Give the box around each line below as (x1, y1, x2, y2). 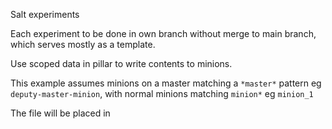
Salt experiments (10, 9, 80, 20)
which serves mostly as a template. (10, 39, 156, 50)
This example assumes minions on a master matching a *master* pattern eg (10, 77, 322, 89)
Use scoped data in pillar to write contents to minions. (10, 58, 233, 69)
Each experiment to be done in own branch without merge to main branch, (10, 28, 317, 39)
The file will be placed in (10, 107, 111, 119)
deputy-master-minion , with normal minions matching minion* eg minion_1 (10, 88, 314, 99)
